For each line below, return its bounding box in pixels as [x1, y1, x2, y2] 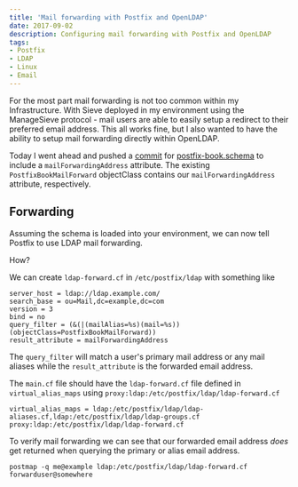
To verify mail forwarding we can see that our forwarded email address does [9, 435, 289, 446]
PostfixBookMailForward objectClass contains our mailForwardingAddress [9, 169, 276, 180]
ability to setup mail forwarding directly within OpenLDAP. [9, 132, 220, 143]
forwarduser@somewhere [9, 470, 93, 479]
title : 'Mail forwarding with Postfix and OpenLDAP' [9, 12, 208, 22]
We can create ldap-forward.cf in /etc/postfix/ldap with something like [9, 272, 275, 283]
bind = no [9, 312, 46, 321]
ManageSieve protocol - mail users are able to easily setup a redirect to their [9, 114, 289, 124]
